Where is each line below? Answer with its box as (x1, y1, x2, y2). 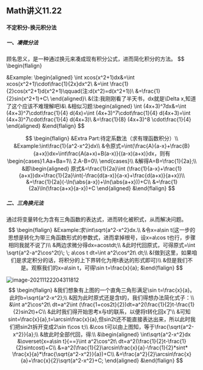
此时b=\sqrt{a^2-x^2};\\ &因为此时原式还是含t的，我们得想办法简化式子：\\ (9, 294, 195, 301)
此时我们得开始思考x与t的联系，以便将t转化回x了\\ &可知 (50, 308, 191, 315)
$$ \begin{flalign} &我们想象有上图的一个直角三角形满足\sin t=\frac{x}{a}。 (8, 286, 196, 294)
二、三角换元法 (6, 199, 44, 206)
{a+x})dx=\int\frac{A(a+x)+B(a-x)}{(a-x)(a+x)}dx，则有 (33, 150, 171, 157)
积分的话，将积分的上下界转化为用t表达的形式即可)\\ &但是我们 (32, 256, 188, 263)
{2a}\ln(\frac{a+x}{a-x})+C (28, 184, 96, 192)
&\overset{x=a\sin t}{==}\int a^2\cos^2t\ (17, 337, 117, 345)
